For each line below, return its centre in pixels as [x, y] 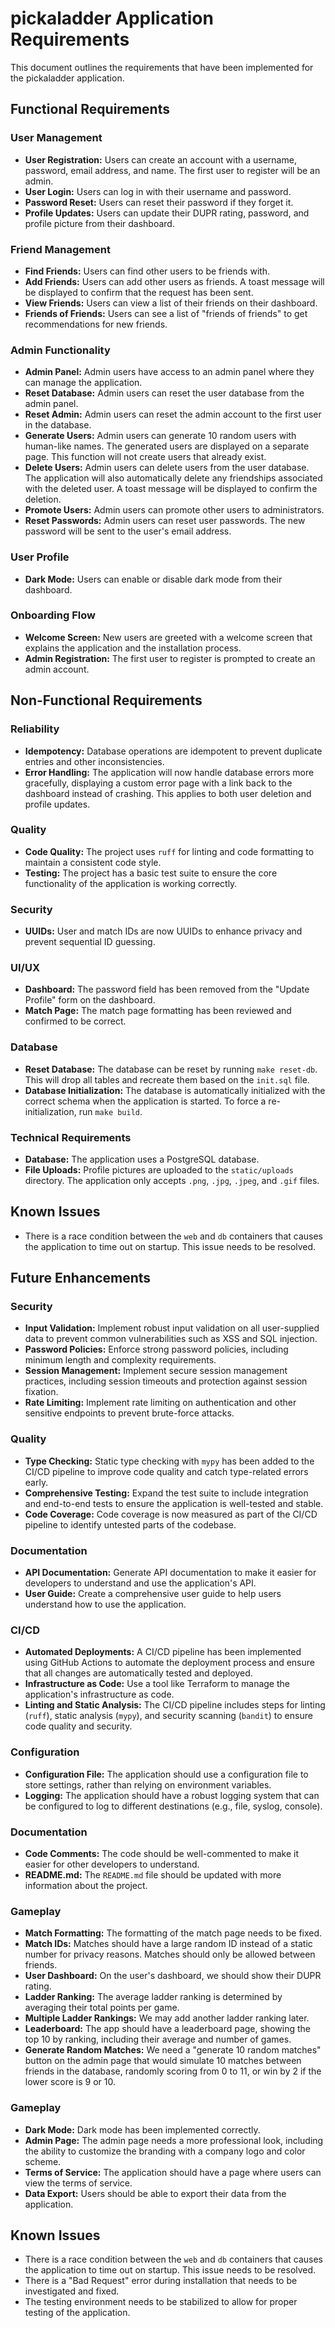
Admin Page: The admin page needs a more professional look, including [174, 2140]
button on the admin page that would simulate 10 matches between [163, 2061]
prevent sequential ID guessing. [90, 942]
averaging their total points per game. [102, 2008]
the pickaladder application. [67, 78]
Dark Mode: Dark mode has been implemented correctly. [142, 2129]
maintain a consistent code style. [93, 862]
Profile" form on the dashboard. [90, 1000]
